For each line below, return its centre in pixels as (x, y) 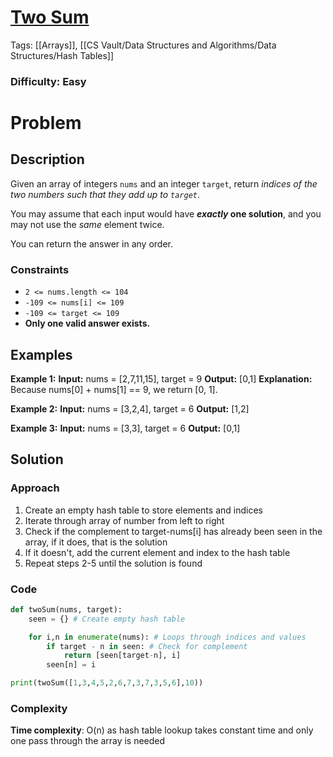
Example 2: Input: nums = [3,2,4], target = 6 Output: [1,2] (130, 408)
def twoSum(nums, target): (66, 609)
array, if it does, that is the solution (96, 542)
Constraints (40, 269)
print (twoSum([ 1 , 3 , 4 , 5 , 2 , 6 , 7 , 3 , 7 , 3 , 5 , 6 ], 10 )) (107, 683)
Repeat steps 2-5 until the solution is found (113, 563)
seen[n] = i (71, 665)
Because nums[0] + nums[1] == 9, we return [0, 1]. (114, 389)
